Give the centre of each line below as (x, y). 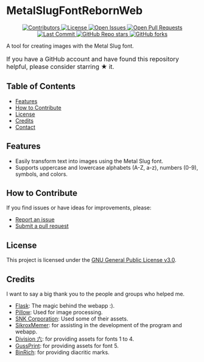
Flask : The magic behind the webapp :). (65, 306)
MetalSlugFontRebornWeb (75, 11)
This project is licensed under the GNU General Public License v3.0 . (91, 260)
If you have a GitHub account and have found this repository (93, 59)
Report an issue (35, 220)
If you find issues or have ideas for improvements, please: (79, 208)
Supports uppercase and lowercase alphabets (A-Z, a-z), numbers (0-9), (107, 167)
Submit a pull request (42, 226)
